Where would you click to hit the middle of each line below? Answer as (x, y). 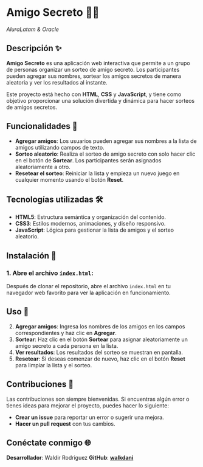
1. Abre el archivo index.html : (50, 273)
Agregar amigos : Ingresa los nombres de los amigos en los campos (100, 326)
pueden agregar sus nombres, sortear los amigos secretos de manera (94, 76)
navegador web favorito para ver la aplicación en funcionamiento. (89, 293)
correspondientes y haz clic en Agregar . (66, 333)
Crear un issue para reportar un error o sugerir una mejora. (89, 417)
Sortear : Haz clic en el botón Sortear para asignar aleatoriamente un (101, 339)
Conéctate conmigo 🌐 (49, 443)
